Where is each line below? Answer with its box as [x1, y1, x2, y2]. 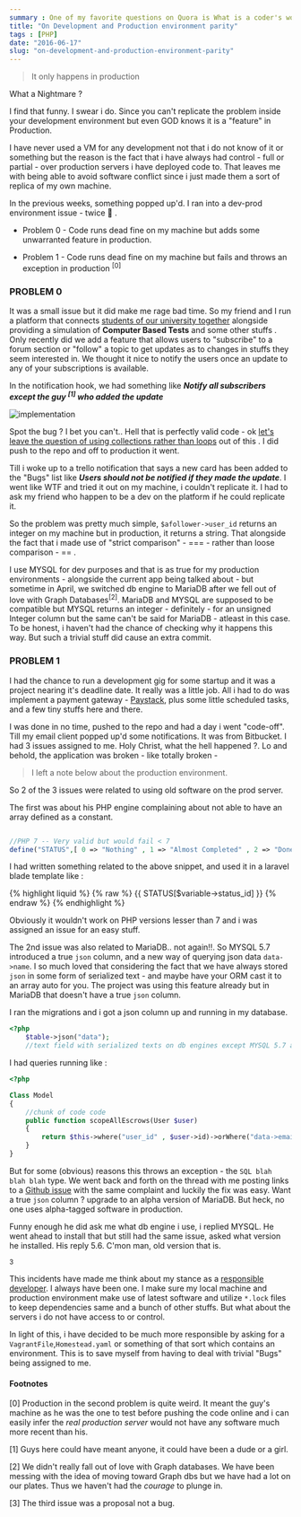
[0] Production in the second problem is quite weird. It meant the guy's [9, 1398, 271, 1409]
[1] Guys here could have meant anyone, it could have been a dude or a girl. [9, 1444, 288, 1455]
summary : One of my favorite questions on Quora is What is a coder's [9, 13, 282, 22]
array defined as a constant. [9, 811, 114, 822]
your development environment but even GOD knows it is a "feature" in [9, 116, 271, 127]
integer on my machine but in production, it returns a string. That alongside [9, 527, 287, 539]
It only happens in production [30, 71, 141, 82]
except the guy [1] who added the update [9, 390, 164, 402]
